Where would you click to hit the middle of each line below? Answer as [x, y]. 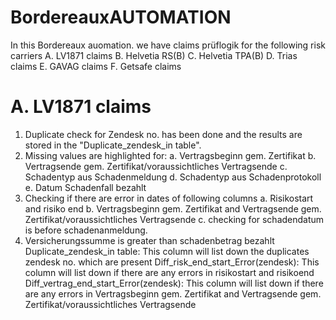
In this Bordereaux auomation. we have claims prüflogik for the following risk [168, 45]
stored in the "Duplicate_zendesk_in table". [113, 145]
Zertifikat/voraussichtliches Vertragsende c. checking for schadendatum [174, 219]
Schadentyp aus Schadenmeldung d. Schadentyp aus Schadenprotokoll [173, 177]
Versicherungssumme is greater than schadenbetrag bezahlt [149, 240]
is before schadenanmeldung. [86, 230]
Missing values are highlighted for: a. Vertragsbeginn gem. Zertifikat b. [170, 155]
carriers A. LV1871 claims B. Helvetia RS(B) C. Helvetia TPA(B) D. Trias [154, 55]
